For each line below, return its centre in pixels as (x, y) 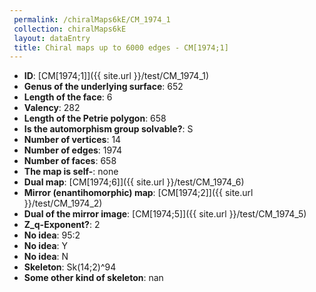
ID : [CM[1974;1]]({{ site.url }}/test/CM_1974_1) (116, 76)
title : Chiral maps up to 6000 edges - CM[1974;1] (121, 47)
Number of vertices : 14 (72, 140)
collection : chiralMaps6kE (70, 29)
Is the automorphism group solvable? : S (108, 129)
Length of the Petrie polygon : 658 (95, 118)
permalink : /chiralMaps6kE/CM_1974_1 (92, 19)
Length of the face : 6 (68, 97)
